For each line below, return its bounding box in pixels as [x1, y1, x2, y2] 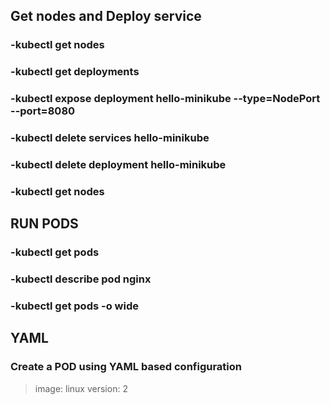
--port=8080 [10, 104, 76, 118]
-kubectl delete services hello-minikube [10, 131, 210, 145]
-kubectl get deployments [10, 65, 140, 79]
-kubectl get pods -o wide [10, 299, 139, 313]
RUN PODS [10, 215, 79, 233]
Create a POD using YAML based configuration [10, 360, 242, 374]
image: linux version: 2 [34, 382, 128, 394]
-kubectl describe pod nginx [10, 272, 152, 286]
